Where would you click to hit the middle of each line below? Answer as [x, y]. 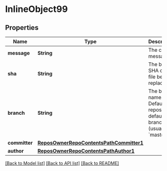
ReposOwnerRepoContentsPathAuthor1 [86, 151]
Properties [22, 28]
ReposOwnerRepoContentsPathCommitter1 [90, 143]
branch [16, 113]
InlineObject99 [37, 9]
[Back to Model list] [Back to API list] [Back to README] [62, 163]
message [19, 53]
